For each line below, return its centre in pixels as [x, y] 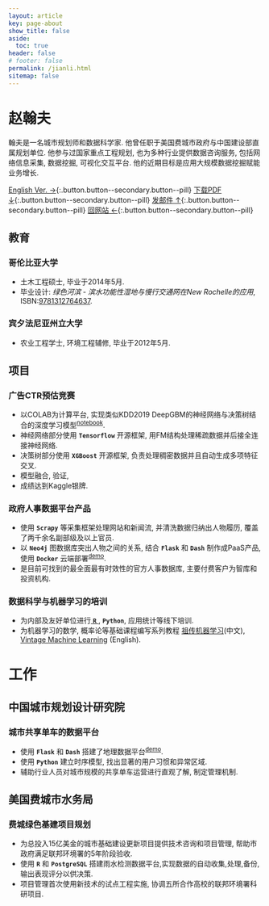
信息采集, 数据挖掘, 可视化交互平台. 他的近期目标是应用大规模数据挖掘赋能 [137, 162]
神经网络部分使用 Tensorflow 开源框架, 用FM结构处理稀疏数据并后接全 [136, 435]
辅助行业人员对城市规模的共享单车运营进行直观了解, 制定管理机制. [129, 771]
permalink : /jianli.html [50, 69]
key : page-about [35, 23]
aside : [19, 38]
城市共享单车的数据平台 [54, 732]
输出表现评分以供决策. [56, 874]
